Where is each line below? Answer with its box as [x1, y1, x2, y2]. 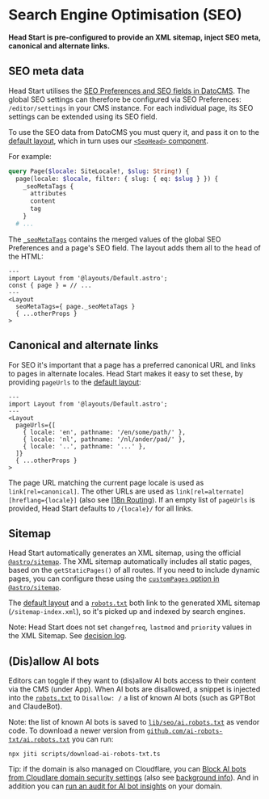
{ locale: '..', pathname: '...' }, [23, 442, 147, 450]
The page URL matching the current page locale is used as [8, 477, 204, 487]
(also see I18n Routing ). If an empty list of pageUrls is [78, 494, 256, 504]
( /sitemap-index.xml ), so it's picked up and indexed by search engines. [8, 607, 246, 616]
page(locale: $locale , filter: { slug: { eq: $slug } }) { [15, 175, 219, 183]
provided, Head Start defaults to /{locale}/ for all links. [8, 503, 194, 513]
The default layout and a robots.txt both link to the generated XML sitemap [8, 598, 261, 608]
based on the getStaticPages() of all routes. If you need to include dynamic [8, 566, 260, 575]
